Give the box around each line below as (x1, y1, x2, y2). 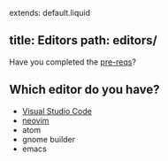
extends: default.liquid (9, 8, 91, 18)
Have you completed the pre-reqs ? (9, 57, 137, 67)
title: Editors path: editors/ (9, 33, 157, 48)
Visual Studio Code (21, 105, 93, 116)
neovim (21, 115, 50, 126)
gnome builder (21, 134, 76, 144)
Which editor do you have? (9, 82, 160, 97)
